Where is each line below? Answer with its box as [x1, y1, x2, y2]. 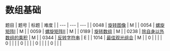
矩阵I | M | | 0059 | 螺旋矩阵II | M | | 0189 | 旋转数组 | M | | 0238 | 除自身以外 [5, 28, 164, 34]
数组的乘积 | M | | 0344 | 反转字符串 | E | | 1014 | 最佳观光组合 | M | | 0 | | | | [5, 34, 162, 40]
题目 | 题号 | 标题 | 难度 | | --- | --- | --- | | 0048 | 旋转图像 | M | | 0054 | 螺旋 [5, 22, 165, 28]
